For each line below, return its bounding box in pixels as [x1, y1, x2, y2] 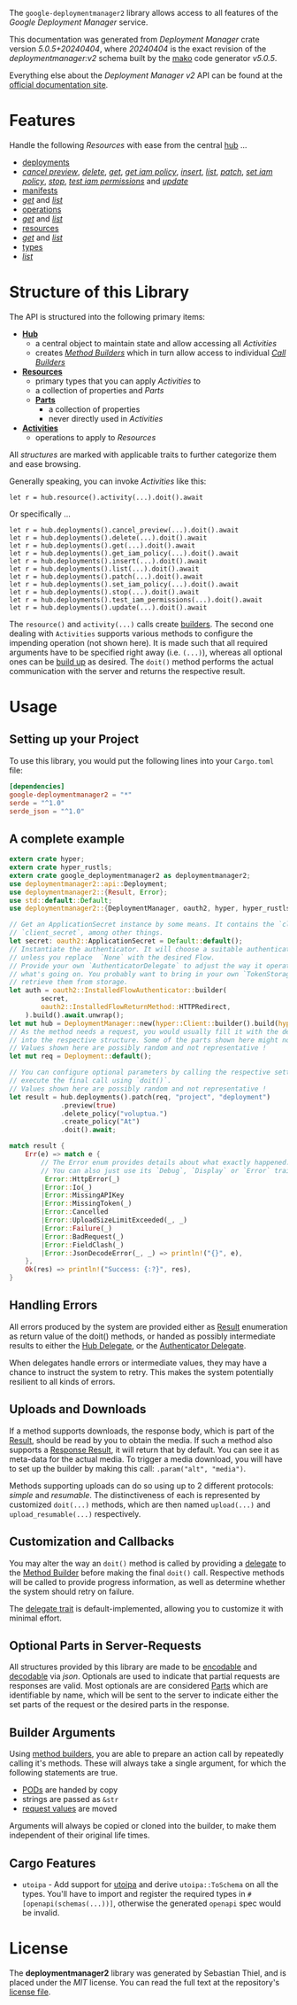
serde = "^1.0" [9, 798, 65, 807]
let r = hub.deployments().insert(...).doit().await [9, 556, 208, 565]
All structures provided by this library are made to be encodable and [9, 1661, 258, 1673]
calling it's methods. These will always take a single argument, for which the [9, 1758, 286, 1768]
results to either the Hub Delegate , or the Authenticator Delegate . [9, 1340, 247, 1350]
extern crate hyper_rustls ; [9, 863, 113, 872]
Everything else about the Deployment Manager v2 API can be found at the [9, 70, 283, 81]
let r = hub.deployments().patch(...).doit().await [9, 571, 203, 581]
